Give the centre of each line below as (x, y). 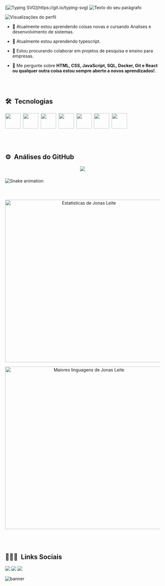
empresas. (23, 56)
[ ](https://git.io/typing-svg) (47, 8)
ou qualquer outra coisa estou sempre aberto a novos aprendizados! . (84, 71)
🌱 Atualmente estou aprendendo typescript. (56, 41)
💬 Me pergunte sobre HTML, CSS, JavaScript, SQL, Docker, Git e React (85, 66)
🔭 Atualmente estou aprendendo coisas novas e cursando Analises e (82, 27)
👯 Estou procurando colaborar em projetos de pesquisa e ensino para (82, 51)
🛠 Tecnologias (29, 101)
